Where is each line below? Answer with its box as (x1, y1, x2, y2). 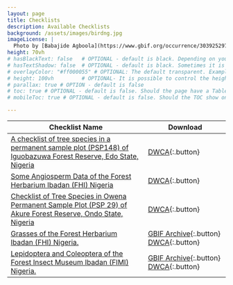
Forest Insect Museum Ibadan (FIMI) (10, 258, 129, 267)
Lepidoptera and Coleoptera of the (10, 249, 123, 258)
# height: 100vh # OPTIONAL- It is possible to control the (7, 74, 209, 82)
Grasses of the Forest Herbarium (10, 229, 118, 238)
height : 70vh (7, 49, 45, 56)
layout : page (7, 10, 45, 17)
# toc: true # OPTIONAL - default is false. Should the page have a (7, 88, 209, 95)
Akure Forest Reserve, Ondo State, (10, 209, 123, 218)
